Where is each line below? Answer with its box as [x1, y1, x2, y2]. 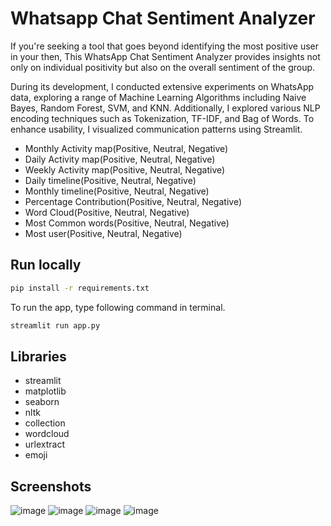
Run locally [10, 257, 82, 274]
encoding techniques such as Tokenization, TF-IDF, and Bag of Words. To [10, 112, 315, 124]
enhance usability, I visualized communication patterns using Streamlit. [10, 123, 303, 135]
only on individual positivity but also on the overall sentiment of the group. [10, 61, 316, 73]
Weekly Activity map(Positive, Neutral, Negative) [24, 163, 226, 176]
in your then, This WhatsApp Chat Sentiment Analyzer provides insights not [10, 50, 321, 62]
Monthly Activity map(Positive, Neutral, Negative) [24, 142, 229, 154]
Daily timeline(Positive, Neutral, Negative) [24, 174, 197, 186]
